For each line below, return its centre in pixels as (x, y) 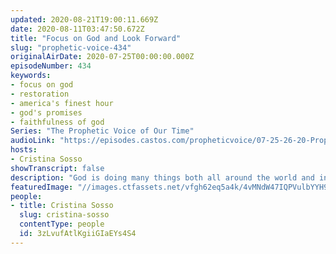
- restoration (40, 94)
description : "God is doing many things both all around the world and (162, 177)
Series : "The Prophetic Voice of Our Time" (102, 131)
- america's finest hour (62, 103)
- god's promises (46, 112)
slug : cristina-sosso (64, 215)
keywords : (31, 76)
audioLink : (33, 141)
